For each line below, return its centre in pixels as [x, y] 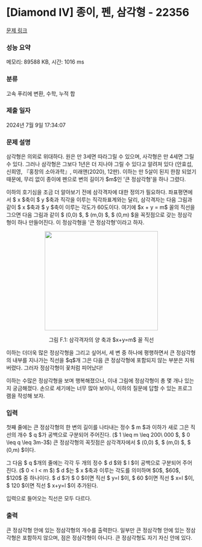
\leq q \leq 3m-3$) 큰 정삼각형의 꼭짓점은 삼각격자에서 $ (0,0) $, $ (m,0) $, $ [99, 442]
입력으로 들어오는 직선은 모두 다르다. [49, 499]
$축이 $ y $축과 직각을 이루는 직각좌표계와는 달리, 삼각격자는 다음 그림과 [107, 200]
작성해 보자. [31, 396]
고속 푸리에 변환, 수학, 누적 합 [41, 93]
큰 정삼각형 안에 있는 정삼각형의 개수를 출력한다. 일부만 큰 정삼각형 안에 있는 [96, 530]
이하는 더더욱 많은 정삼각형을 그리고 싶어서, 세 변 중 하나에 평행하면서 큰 [90, 353]
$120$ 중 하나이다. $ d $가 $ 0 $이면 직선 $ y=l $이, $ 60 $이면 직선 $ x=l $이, [100, 478]
